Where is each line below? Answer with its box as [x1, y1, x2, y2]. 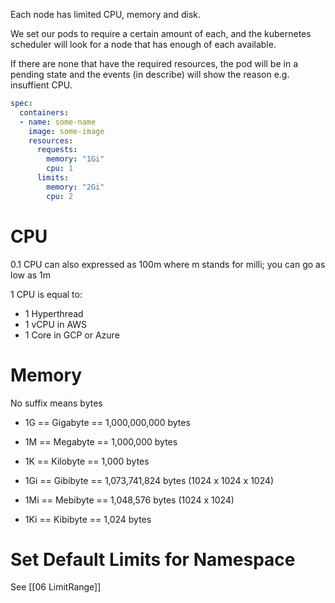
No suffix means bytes [10, 397, 103, 409]
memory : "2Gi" [46, 182, 105, 192]
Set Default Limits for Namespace [10, 548, 296, 571]
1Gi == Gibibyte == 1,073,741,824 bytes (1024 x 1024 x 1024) [24, 474, 275, 486]
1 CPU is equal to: [10, 288, 83, 300]
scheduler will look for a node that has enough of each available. [10, 39, 277, 50]
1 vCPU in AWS [24, 318, 88, 330]
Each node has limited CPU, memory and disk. [10, 9, 202, 20]
